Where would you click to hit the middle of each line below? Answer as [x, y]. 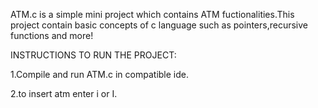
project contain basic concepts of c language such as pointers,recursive [159, 25]
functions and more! [52, 35]
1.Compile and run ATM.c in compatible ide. [99, 74]
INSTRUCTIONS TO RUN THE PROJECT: [93, 55]
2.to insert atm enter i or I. [64, 93]
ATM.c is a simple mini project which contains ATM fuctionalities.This [152, 14]
